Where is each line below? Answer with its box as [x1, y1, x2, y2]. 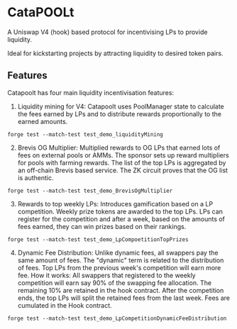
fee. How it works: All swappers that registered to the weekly [17, 271, 197, 279]
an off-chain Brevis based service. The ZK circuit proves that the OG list [17, 166, 228, 174]
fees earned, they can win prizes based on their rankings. [17, 222, 187, 230]
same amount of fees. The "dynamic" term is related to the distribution [17, 256, 224, 264]
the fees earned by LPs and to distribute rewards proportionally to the [17, 109, 222, 118]
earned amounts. [17, 117, 68, 126]
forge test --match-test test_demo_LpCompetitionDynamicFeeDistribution [7, 315, 227, 322]
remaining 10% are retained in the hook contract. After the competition [17, 286, 224, 294]
